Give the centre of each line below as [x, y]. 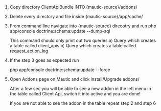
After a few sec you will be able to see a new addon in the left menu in [80, 89]
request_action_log [29, 51]
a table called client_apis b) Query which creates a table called [73, 46]
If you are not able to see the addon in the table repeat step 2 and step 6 [83, 103]
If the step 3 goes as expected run [44, 60]
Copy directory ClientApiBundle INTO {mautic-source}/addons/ [73, 7]
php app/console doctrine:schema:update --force [60, 70]
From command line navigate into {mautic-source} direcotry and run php [83, 26]
